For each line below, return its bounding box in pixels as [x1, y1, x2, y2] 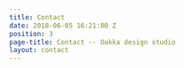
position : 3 [9, 29, 53, 38]
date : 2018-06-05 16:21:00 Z [9, 21, 117, 30]
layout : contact [9, 46, 69, 55]
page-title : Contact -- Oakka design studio [9, 37, 176, 47]
